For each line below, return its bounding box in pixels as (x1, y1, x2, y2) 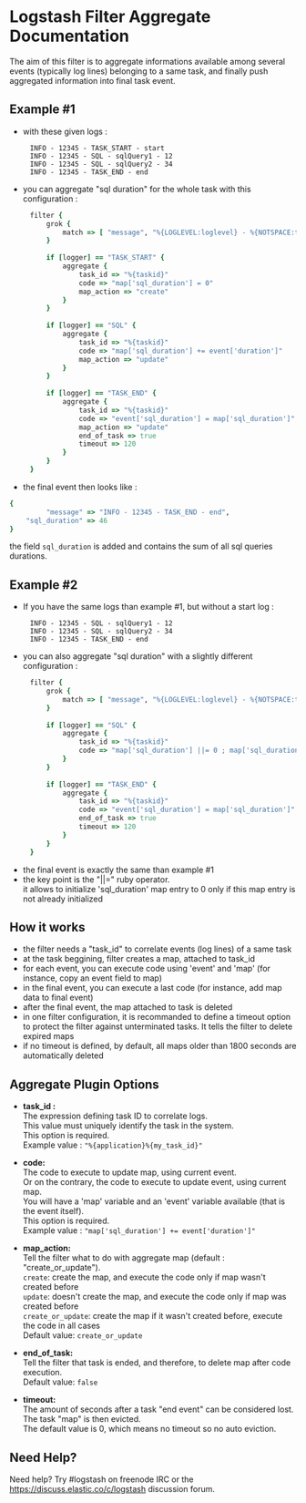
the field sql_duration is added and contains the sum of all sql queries (9, 540, 273, 552)
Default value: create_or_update (22, 1330, 143, 1341)
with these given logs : (22, 126, 107, 137)
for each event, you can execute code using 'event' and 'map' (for (22, 963, 271, 974)
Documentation (9, 26, 130, 46)
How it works (9, 919, 86, 935)
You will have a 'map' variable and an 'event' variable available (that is (22, 1196, 285, 1207)
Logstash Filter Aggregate (9, 6, 211, 27)
